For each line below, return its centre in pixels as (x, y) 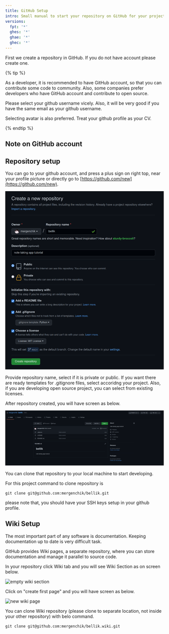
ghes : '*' (20, 32)
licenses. (15, 393)
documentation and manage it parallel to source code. (61, 557)
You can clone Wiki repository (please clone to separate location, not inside (83, 611)
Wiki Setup (23, 524)
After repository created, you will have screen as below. (63, 403)
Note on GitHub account (44, 144)
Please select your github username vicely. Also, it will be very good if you (82, 103)
